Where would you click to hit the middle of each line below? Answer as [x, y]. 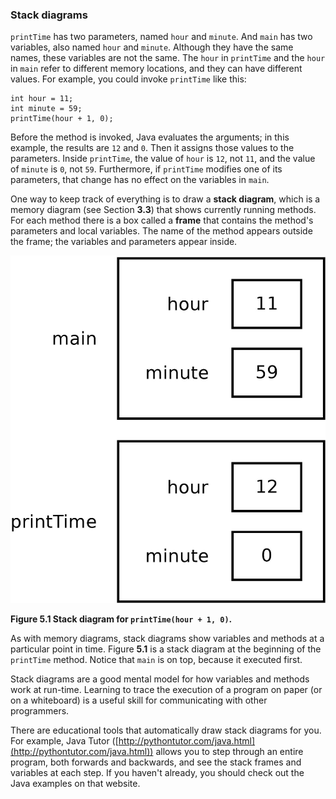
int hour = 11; [42, 99]
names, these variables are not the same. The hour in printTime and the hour [168, 58]
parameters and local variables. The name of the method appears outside [161, 231]
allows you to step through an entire [229, 752]
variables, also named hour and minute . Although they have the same [152, 47]
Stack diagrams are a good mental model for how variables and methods [160, 679]
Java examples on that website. [75, 784]
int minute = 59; [46, 109]
